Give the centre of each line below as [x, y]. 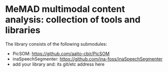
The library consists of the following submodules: [56, 44]
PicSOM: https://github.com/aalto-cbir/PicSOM [61, 54]
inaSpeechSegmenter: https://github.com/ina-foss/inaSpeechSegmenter [88, 59]
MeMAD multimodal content [65, 9]
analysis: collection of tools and [73, 20]
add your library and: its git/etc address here [58, 64]
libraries [23, 30]
